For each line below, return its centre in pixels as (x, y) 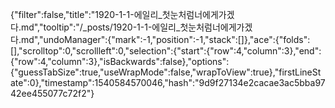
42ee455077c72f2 (48, 93)
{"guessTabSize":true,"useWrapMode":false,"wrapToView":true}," (145, 72)
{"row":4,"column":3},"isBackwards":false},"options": (120, 61)
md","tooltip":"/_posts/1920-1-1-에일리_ (100, 27)
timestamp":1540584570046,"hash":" (122, 82)
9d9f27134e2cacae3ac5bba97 (262, 82)
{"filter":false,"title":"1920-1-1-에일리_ (86, 14)
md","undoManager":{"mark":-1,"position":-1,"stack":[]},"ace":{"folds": (165, 39)
